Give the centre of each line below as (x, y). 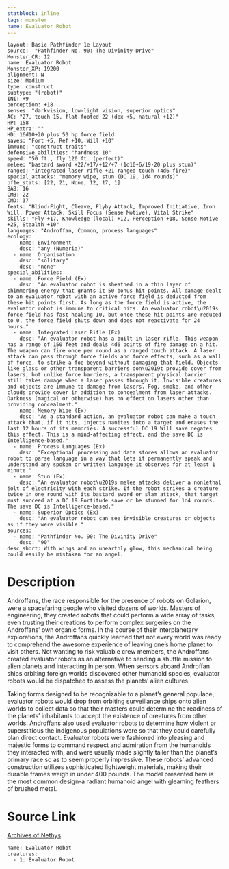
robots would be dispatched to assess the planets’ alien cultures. (98, 681)
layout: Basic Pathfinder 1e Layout (59, 45)
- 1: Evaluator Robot (44, 860)
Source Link (42, 817)
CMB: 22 (18, 195)
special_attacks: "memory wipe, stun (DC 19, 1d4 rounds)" (93, 177)
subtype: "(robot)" (35, 93)
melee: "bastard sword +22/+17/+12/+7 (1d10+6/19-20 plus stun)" (102, 165)
